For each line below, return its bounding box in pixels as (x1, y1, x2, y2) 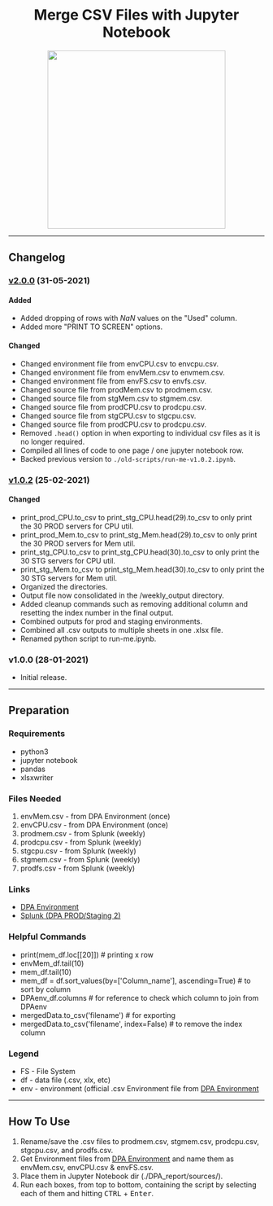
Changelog (8, 251, 66, 265)
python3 (19, 747, 49, 756)
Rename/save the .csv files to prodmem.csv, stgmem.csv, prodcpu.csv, (19, 1136, 260, 1146)
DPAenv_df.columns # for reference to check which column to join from (19, 993, 259, 1002)
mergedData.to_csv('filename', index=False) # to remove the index (19, 1019, 243, 1028)
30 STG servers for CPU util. (19, 555, 116, 565)
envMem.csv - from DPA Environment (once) (19, 812, 171, 822)
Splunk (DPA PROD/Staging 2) (19, 910, 121, 921)
